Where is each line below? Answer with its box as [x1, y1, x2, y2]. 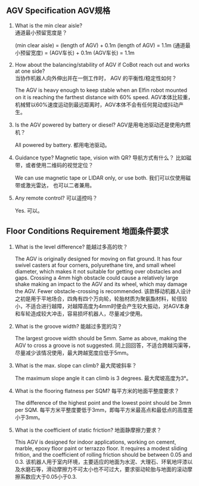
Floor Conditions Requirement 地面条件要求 [6, 226, 169, 236]
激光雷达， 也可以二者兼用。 [25, 182, 95, 189]
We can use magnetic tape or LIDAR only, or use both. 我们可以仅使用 [14, 174, 186, 181]
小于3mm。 [14, 414, 43, 421]
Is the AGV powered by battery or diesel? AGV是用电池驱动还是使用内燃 [14, 121, 191, 128]
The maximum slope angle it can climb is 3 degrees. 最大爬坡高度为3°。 [14, 374, 192, 382]
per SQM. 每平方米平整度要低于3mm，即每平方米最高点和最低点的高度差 [14, 406, 194, 413]
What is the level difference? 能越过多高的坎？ [14, 243, 128, 250]
